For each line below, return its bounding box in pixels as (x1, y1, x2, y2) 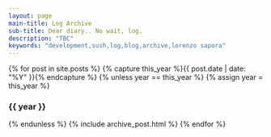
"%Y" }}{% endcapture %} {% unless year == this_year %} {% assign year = (8, 73, 264, 82)
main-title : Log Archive (8, 19, 92, 27)
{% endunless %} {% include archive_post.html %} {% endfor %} (8, 119, 227, 129)
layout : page (8, 11, 53, 20)
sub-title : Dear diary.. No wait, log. (8, 27, 143, 35)
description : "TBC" (8, 34, 74, 43)
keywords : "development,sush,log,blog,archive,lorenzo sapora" (8, 42, 227, 50)
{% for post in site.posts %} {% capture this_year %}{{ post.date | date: (8, 64, 246, 73)
